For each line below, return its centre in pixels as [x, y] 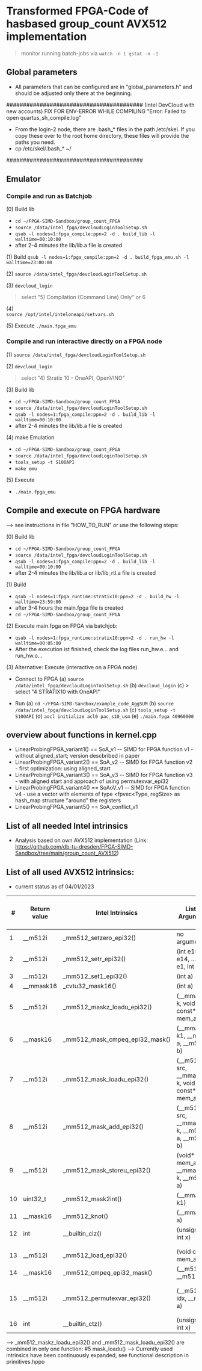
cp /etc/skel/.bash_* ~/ [43, 148]
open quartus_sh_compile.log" [44, 117]
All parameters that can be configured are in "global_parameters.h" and [103, 87]
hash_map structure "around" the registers [68, 800]
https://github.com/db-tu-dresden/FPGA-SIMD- [74, 847]
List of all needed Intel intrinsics [67, 826]
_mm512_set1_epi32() [95, 976]
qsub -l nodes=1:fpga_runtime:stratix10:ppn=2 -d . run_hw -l [94, 638]
